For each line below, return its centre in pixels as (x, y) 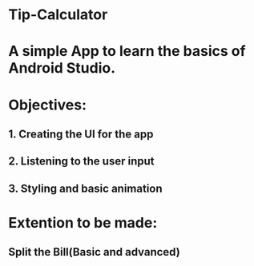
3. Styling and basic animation (85, 188)
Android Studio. (62, 68)
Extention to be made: (83, 222)
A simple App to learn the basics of (127, 52)
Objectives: (47, 105)
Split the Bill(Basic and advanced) (94, 252)
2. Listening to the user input (81, 161)
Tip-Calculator (58, 15)
